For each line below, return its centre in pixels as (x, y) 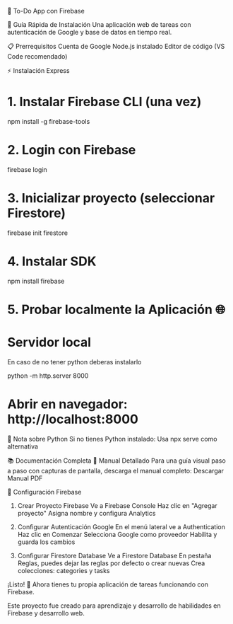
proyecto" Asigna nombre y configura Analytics (86, 513)
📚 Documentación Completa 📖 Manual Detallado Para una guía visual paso (116, 461)
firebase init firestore (38, 233)
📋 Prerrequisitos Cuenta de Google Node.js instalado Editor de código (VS (116, 46)
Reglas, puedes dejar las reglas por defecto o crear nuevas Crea (111, 563)
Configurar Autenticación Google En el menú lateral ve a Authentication (121, 526)
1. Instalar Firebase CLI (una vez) (104, 102)
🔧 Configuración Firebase (44, 492)
